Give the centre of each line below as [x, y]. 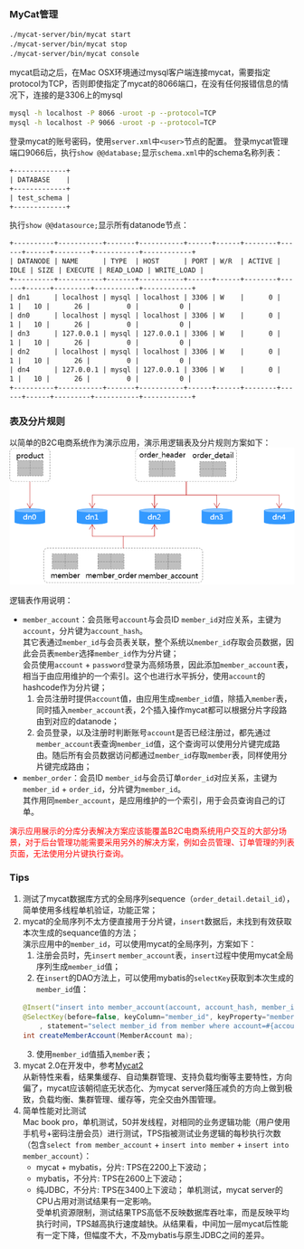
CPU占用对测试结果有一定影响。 [96, 1201]
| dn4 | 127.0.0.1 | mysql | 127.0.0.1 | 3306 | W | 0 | [145, 369]
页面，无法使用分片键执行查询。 [69, 854]
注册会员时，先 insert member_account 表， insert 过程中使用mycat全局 [165, 955]
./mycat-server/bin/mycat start [70, 35]
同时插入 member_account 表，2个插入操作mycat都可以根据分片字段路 [161, 710]
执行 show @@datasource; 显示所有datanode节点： [100, 224]
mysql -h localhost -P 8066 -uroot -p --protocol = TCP [113, 113]
